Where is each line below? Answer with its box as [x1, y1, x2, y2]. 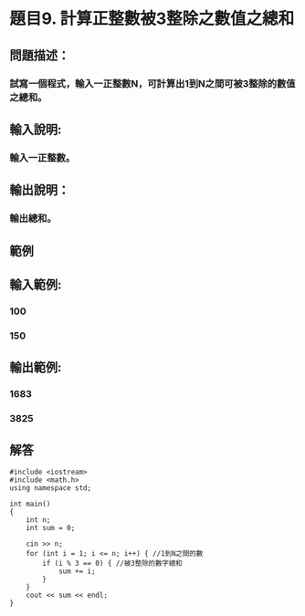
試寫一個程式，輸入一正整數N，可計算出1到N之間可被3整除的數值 [9, 77, 296, 89]
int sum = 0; [26, 523, 76, 532]
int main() [9, 499, 51, 508]
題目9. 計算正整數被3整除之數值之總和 [9, 8, 295, 29]
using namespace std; [9, 483, 92, 493]
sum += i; [58, 567, 96, 576]
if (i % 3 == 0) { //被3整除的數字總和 [42, 559, 183, 568]
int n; [26, 515, 51, 525]
